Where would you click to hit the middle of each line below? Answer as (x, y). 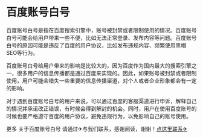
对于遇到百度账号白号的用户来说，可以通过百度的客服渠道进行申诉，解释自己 (101, 101)
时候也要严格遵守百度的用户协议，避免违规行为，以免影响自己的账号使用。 (99, 116)
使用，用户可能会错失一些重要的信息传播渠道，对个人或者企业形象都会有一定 (101, 80)
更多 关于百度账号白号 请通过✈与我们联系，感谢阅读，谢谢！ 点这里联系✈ (97, 129)
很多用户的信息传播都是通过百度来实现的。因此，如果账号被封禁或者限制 (107, 73)
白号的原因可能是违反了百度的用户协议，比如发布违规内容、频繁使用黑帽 (96, 45)
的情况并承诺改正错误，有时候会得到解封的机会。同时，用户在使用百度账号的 (101, 108)
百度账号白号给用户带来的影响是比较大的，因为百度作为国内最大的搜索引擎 (99, 65)
